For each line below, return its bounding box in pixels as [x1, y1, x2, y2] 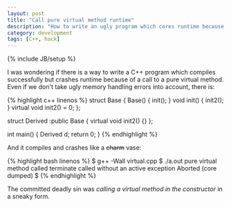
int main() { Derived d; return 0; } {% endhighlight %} [7, 130, 158, 139]
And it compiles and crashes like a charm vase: [7, 144, 142, 152]
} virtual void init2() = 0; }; [7, 103, 81, 112]
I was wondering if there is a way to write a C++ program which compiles [7, 68, 216, 77]
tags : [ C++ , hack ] [7, 36, 60, 43]
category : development [7, 29, 73, 37]
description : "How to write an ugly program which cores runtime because [7, 23, 225, 30]
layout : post [7, 10, 45, 17]
